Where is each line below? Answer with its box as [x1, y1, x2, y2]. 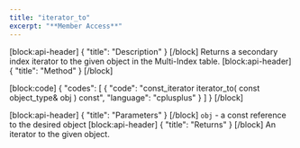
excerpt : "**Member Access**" [9, 22, 123, 30]
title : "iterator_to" [9, 13, 91, 22]
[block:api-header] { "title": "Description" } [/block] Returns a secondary [9, 46, 278, 57]
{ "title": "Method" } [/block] [9, 65, 114, 76]
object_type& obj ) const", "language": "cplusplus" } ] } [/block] [9, 91, 244, 103]
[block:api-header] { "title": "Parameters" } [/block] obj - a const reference [9, 109, 286, 120]
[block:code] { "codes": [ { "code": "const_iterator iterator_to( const [9, 83, 260, 93]
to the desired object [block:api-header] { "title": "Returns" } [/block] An [9, 118, 277, 130]
